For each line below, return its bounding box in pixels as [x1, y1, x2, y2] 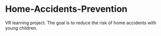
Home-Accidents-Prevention [5, 3, 128, 15]
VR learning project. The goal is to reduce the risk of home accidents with [5, 20, 157, 26]
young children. [5, 25, 37, 31]
